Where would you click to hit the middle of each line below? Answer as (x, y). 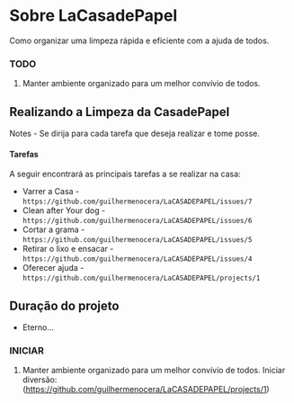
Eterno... (38, 327)
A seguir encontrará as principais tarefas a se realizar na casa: (125, 174)
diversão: (40, 380)
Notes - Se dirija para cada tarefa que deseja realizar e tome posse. (135, 134)
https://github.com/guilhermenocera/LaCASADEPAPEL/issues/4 (137, 259)
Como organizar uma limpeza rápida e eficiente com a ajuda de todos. (139, 40)
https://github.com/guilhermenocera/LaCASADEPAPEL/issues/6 (137, 221)
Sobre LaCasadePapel (94, 16)
